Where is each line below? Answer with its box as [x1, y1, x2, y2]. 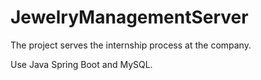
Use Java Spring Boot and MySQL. [10, 58, 153, 70]
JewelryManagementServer [10, 6, 249, 29]
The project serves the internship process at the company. [10, 39, 252, 51]
